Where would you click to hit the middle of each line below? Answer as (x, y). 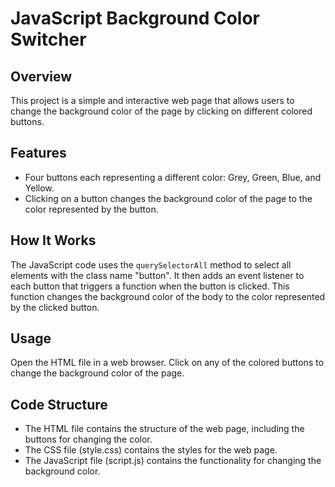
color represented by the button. (91, 209)
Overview (41, 76)
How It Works (53, 240)
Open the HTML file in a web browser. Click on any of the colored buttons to (167, 363)
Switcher (48, 39)
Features (38, 153)
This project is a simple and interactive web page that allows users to (152, 100)
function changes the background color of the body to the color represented (168, 296)
